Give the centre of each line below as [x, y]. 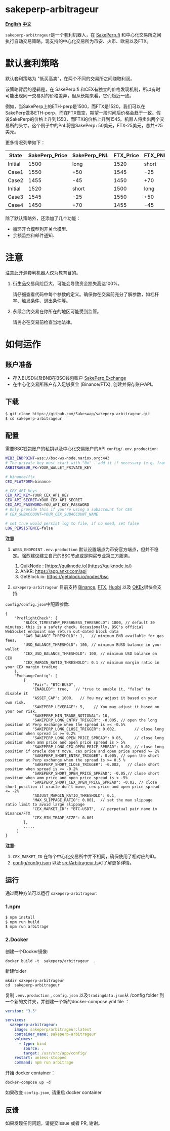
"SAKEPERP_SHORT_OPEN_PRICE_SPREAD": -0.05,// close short [96, 773]
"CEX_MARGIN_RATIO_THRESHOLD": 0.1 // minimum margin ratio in [91, 663]
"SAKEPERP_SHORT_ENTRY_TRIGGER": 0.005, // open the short [96, 756]
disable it [17, 694]
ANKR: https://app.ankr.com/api [53, 571]
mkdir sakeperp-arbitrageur [35, 980]
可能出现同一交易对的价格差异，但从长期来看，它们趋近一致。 [70, 95]
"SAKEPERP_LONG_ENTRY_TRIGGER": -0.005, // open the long [95, 720]
